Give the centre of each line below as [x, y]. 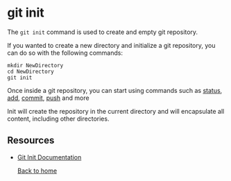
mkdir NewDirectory [35, 65]
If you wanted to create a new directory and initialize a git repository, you [111, 45]
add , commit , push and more [48, 98]
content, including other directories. [58, 119]
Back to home [37, 171]
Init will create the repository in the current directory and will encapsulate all [116, 111]
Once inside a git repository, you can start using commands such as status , [115, 90]
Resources [31, 140]
